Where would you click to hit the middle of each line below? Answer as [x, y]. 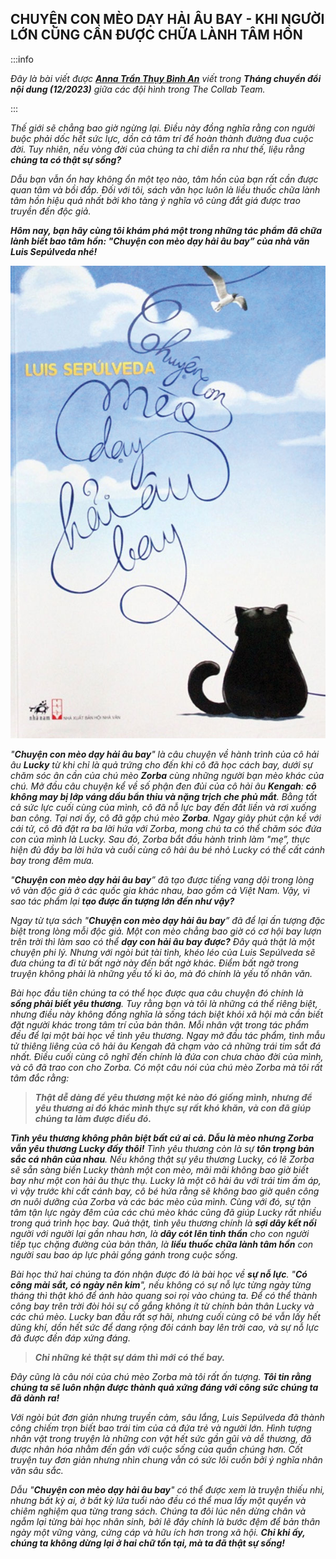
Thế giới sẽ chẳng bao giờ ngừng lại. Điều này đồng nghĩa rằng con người [162, 128]
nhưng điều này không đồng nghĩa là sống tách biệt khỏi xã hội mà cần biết [167, 1014]
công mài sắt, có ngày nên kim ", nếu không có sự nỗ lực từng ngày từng [161, 1284]
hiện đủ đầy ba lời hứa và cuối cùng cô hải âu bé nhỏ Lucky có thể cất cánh [167, 849]
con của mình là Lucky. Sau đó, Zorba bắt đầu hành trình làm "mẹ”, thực [160, 839]
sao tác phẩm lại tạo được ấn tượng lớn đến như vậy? [122, 901]
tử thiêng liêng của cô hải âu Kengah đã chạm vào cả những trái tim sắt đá [166, 1046]
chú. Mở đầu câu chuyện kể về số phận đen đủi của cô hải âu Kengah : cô [163, 786]
